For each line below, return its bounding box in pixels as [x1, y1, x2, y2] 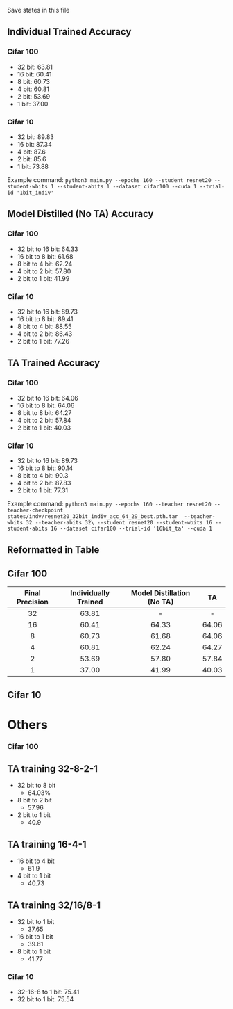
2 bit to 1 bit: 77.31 [17, 486, 69, 494]
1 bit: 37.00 [17, 99, 49, 108]
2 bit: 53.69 [17, 92, 51, 100]
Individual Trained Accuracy [7, 26, 132, 38]
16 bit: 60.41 [17, 70, 52, 79]
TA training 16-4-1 [7, 838, 87, 850]
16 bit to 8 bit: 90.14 [17, 464, 74, 472]
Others [7, 716, 49, 732]
